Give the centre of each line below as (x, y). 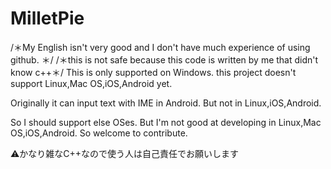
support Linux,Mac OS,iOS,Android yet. (91, 83)
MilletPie (47, 18)
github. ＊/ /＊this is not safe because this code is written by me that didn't (164, 59)
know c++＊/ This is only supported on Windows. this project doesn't (153, 72)
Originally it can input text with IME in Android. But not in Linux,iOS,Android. (166, 103)
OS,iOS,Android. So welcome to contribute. (99, 133)
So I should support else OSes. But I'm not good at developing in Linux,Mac (166, 122)
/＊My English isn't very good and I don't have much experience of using (160, 47)
